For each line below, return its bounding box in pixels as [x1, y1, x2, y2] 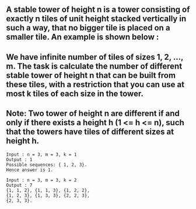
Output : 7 [6, 182, 33, 188]
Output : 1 [6, 156, 33, 163]
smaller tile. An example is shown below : [6, 32, 159, 42]
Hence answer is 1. [6, 167, 54, 173]
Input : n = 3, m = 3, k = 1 [6, 152, 77, 157]
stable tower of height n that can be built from [6, 70, 176, 80]
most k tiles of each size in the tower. [6, 88, 144, 98]
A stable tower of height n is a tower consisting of [6, 5, 190, 15]
